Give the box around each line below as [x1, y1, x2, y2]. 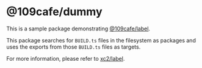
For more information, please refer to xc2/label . [6, 55, 125, 62]
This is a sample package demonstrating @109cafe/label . [6, 25, 151, 32]
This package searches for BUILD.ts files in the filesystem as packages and [6, 36, 197, 44]
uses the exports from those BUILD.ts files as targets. [6, 43, 141, 50]
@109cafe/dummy [6, 5, 103, 19]
